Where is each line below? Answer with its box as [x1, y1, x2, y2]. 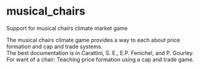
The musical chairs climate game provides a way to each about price [6, 36, 180, 43]
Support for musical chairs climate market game [6, 24, 128, 32]
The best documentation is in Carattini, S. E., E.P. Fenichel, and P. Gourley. [6, 49, 194, 56]
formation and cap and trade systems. [6, 43, 103, 50]
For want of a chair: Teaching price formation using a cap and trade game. [6, 56, 194, 63]
